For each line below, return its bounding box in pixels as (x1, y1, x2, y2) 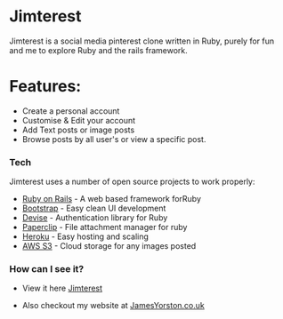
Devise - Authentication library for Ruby (21, 212, 168, 223)
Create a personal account (21, 105, 120, 116)
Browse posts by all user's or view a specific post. (21, 133, 206, 144)
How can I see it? (9, 263, 85, 275)
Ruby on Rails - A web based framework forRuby (21, 194, 202, 204)
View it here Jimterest (21, 283, 103, 294)
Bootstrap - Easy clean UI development (21, 203, 166, 214)
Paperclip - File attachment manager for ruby (21, 222, 188, 233)
